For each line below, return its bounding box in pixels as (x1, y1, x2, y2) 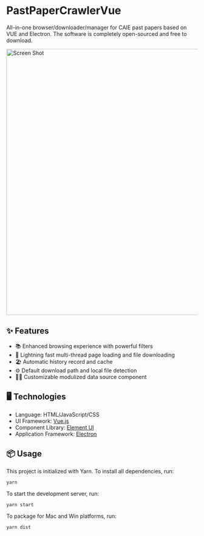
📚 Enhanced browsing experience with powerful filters (15, 342, 153, 350)
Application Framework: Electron (15, 430, 97, 437)
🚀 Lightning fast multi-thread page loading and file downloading (15, 351, 175, 358)
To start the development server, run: (6, 490, 99, 498)
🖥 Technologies (6, 392, 66, 402)
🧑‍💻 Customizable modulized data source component (15, 373, 147, 380)
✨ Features (6, 326, 49, 336)
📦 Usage (6, 448, 42, 459)
